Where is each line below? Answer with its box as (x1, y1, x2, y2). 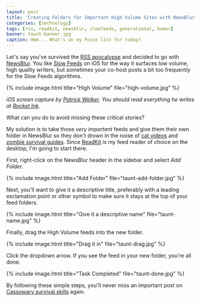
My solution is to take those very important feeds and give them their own (6, 126, 190, 132)
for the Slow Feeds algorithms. (6, 73, 82, 79)
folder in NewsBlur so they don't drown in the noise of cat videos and (6, 132, 178, 139)
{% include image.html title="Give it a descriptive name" (6, 211, 146, 217)
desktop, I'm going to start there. (6, 145, 88, 152)
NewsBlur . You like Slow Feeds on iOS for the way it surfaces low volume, (6, 60, 188, 67)
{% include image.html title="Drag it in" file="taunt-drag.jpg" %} (6, 240, 165, 247)
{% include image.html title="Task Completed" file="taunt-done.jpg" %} (6, 270, 185, 277)
